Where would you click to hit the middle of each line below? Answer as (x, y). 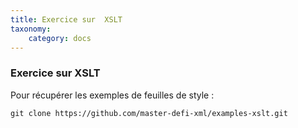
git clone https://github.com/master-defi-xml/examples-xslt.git (149, 113)
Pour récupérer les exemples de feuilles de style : (112, 95)
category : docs (60, 38)
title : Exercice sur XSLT (66, 19)
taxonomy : (31, 29)
